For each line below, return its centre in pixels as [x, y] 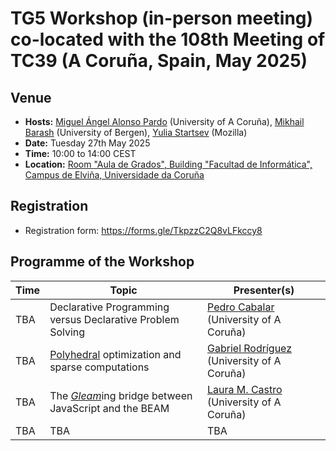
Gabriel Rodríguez [250, 348]
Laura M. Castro [245, 389]
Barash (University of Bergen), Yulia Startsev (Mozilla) [136, 132]
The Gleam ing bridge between [121, 395]
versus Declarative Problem [114, 319]
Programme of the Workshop [102, 262]
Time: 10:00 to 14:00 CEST [80, 153]
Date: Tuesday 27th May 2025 [87, 143]
